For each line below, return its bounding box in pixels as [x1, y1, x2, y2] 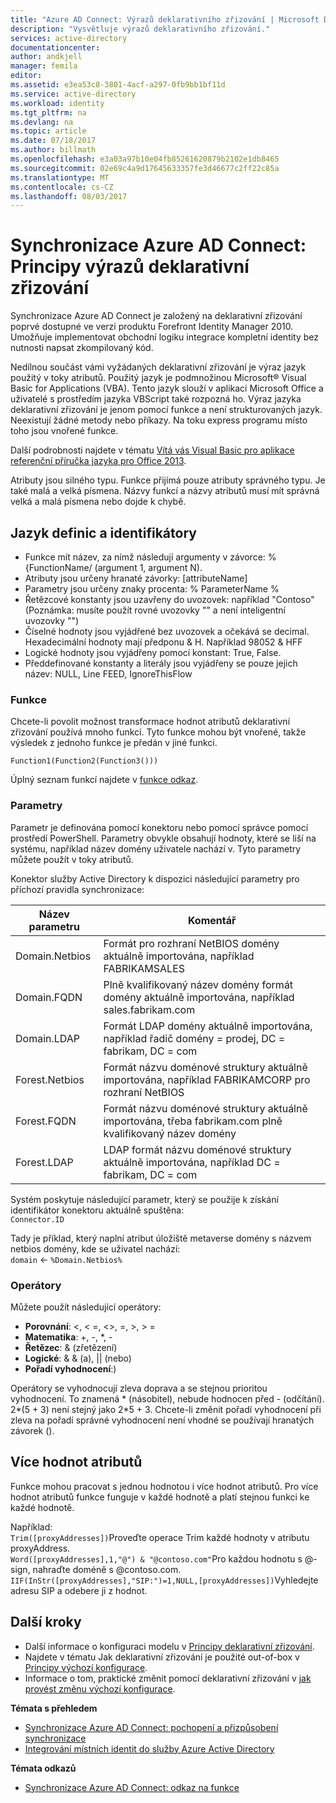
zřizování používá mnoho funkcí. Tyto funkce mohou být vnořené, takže [10, 726, 307, 738]
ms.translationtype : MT [10, 172, 110, 183]
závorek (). [10, 1424, 55, 1436]
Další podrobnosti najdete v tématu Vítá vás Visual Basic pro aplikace [10, 444, 295, 456]
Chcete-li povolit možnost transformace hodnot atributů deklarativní [10, 716, 291, 728]
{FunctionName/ [24, 562, 93, 573]
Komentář [187, 913, 237, 927]
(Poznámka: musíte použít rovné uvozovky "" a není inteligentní [24, 604, 287, 616]
